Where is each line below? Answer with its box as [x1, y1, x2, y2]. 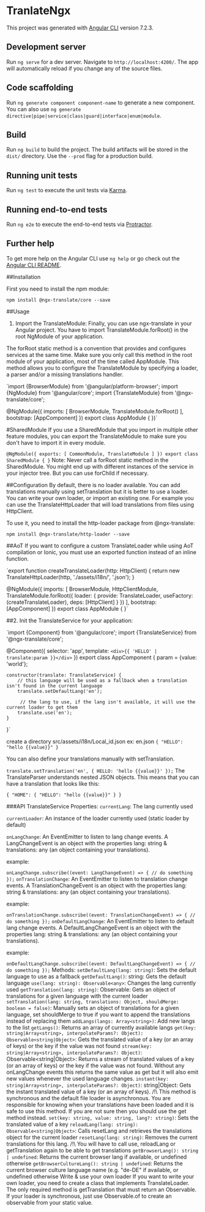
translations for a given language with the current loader [6, 992, 148, 999]
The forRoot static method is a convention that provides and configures [6, 345, 187, 352]
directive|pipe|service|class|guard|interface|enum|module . [6, 112, 162, 119]
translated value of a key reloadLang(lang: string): [6, 1120, 139, 1128]
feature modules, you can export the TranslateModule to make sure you [6, 432, 187, 440]
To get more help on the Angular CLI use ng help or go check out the [6, 254, 180, 262]
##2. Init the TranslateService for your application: [6, 617, 133, 624]
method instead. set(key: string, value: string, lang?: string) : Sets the [6, 1114, 199, 1121]
